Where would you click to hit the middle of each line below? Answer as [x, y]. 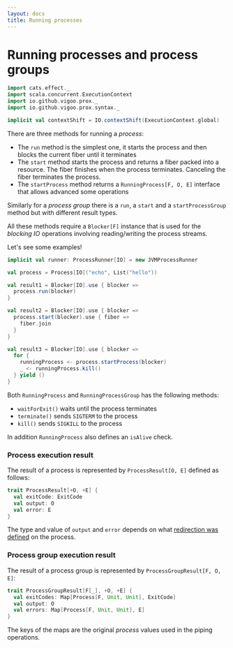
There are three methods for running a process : [76, 133]
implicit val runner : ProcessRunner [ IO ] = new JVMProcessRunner [103, 260]
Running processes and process [103, 55]
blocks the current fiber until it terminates [77, 154]
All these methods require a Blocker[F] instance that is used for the [104, 226]
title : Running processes [45, 20]
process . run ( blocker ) [45, 292]
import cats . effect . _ [39, 88]
